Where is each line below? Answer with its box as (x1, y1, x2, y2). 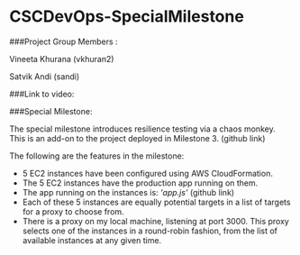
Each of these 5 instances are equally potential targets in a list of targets (22, 196, 291, 207)
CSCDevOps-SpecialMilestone (9, 6, 245, 27)
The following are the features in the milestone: (9, 150, 185, 161)
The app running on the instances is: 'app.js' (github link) (22, 187, 235, 197)
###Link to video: (9, 88, 75, 99)
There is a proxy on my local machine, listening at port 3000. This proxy (22, 215, 290, 226)
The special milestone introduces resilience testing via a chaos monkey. (9, 123, 277, 134)
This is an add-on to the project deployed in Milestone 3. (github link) (9, 132, 266, 143)
